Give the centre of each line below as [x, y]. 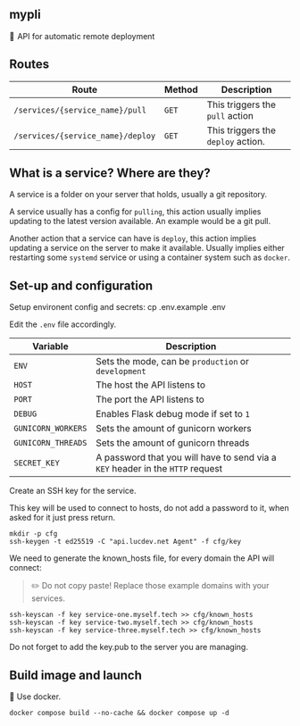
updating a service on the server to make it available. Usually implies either [147, 248]
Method [181, 89]
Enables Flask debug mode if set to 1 [172, 414]
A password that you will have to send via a [186, 457]
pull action [230, 115]
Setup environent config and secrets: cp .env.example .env [117, 307]
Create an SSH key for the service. [73, 491]
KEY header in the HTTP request [159, 469]
